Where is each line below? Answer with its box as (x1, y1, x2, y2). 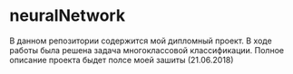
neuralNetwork (9, 5, 125, 26)
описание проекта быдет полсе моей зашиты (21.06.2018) (9, 54, 234, 65)
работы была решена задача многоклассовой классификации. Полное (9, 44, 284, 55)
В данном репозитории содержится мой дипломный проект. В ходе (9, 35, 272, 46)
